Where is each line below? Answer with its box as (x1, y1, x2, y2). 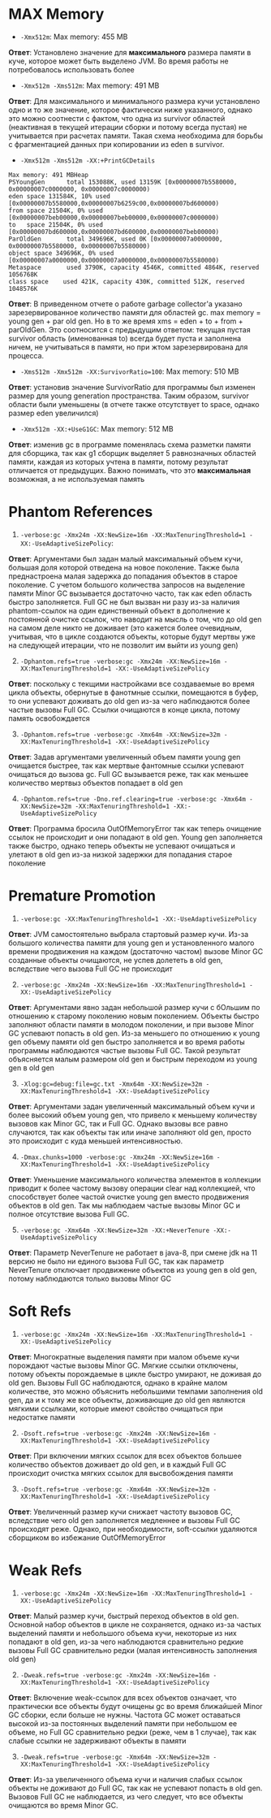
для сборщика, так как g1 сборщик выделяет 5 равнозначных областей (8, 448, 257, 458)
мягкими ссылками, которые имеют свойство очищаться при (8, 1404, 223, 1413)
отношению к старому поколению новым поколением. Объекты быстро (8, 1011, 260, 1021)
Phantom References (8, 503, 153, 521)
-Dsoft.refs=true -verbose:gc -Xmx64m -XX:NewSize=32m (19, 1485, 210, 1494)
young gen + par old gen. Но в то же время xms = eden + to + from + (8, 316, 243, 326)
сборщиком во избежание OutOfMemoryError (8, 1533, 166, 1542)
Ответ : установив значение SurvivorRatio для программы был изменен (8, 382, 256, 392)
